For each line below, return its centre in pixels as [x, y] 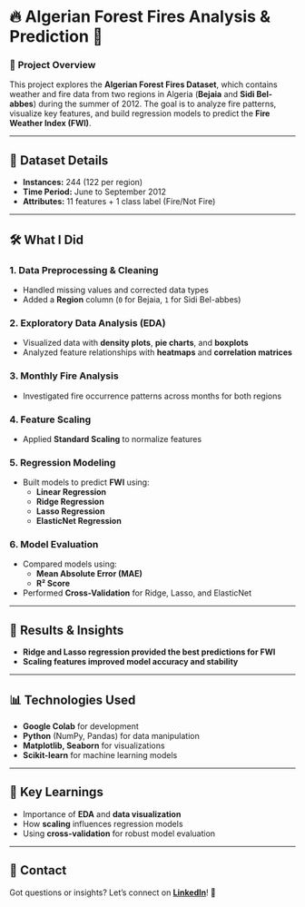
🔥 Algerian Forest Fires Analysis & [140, 17]
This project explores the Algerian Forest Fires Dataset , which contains [144, 84]
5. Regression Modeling [63, 462]
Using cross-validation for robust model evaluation [119, 833]
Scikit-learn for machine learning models [100, 755]
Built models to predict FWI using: [86, 482]
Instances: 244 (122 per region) [83, 182]
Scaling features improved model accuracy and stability [130, 662]
